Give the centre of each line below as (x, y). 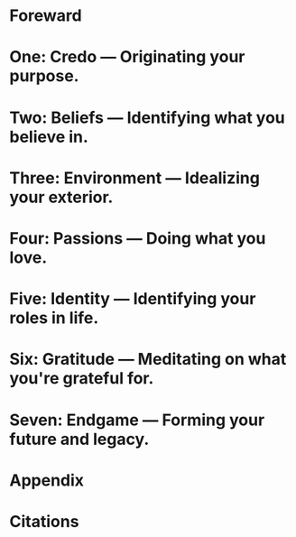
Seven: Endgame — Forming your (137, 420)
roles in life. (54, 318)
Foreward (46, 16)
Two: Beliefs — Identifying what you (148, 117)
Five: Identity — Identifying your (133, 299)
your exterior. (61, 197)
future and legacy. (79, 439)
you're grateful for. (82, 379)
